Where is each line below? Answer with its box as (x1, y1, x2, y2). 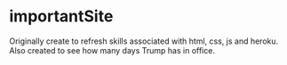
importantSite (9, 6, 114, 27)
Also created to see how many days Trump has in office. (9, 45, 216, 55)
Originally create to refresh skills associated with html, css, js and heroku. (9, 36, 279, 46)
